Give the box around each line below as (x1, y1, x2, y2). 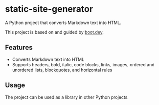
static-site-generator (5, 3, 93, 15)
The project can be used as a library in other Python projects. (5, 94, 129, 100)
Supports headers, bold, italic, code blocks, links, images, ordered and (12, 61, 155, 67)
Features (5, 43, 33, 52)
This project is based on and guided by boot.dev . (5, 29, 104, 35)
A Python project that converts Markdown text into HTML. (5, 20, 121, 26)
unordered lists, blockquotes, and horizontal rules (12, 67, 113, 73)
